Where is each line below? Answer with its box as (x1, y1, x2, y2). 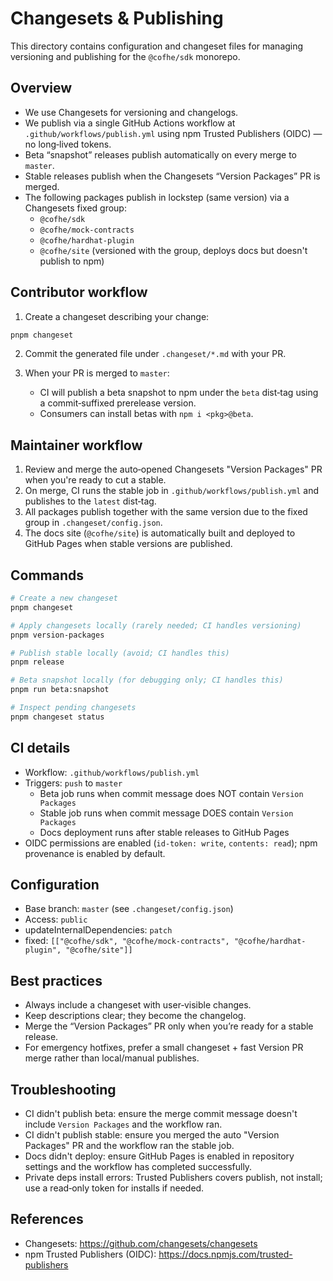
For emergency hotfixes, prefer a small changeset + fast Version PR (24, 1042, 304, 1054)
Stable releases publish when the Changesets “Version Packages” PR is (24, 170, 321, 182)
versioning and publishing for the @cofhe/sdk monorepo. (10, 50, 241, 62)
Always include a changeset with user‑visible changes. (24, 999, 252, 1011)
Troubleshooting (10, 1081, 117, 1098)
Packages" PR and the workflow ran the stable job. (24, 1140, 235, 1152)
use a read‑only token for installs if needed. (24, 1182, 205, 1194)
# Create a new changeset (10, 593, 118, 604)
